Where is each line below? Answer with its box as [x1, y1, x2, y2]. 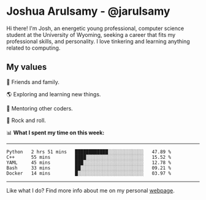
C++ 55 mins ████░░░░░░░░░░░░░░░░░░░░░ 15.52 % [6, 154, 172, 160]
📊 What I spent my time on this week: [6, 129, 105, 136]
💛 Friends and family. [6, 78, 59, 85]
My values [6, 62, 47, 72]
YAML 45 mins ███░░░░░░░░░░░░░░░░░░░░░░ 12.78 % [6, 160, 172, 166]
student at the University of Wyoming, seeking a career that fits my [6, 31, 176, 38]
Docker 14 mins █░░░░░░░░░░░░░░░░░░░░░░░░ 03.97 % [6, 170, 172, 176]
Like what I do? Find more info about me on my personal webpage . [6, 187, 175, 194]
